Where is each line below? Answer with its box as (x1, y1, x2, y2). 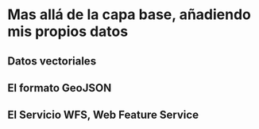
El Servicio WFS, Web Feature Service (7, 108, 199, 122)
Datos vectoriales (7, 54, 97, 68)
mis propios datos (7, 22, 129, 41)
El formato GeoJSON (7, 81, 112, 95)
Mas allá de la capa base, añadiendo (7, 6, 251, 24)
